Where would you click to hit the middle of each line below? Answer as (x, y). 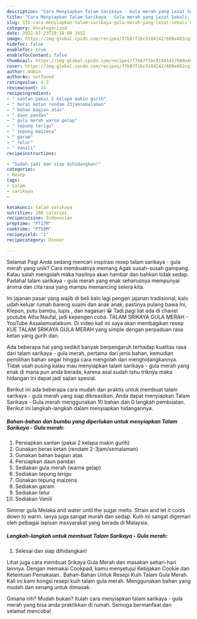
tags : (13, 180)
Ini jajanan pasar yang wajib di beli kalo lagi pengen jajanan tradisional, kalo (98, 298)
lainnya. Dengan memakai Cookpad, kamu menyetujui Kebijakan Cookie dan (98, 568)
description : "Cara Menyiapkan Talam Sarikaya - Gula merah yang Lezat (96, 11)
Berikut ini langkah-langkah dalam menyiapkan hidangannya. (80, 408)
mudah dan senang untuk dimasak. (49, 587)
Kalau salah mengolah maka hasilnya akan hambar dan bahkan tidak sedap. (98, 274)
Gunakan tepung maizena (46, 480)
